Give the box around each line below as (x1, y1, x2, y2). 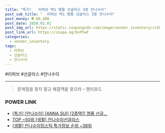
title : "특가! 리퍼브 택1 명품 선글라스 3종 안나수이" (5, 7, 107, 12)
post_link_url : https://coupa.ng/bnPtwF (5, 30, 89, 35)
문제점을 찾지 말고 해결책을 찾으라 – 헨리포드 (17, 86, 102, 92)
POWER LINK (5, 99, 37, 106)
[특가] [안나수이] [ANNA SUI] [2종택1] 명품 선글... (12, 111, 108, 116)
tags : (5, 44, 16, 48)
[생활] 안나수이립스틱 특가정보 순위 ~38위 (12, 123, 92, 129)
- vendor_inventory (9, 39, 50, 44)
